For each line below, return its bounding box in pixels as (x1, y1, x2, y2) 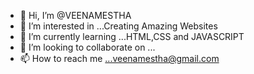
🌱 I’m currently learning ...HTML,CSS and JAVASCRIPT (19, 31, 245, 42)
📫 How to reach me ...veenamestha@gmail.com (19, 53, 220, 64)
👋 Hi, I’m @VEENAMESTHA (19, 10, 132, 21)
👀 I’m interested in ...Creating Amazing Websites (19, 20, 218, 32)
